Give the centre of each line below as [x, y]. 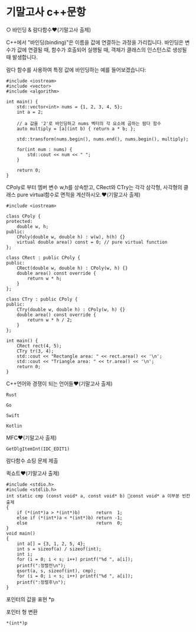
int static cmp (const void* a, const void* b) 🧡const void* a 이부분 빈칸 [98, 496]
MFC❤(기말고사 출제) [32, 438]
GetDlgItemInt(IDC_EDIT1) [38, 449]
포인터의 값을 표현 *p [30, 599]
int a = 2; [30, 112]
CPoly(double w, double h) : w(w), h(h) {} [71, 237]
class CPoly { [24, 216]
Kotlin [14, 426]
